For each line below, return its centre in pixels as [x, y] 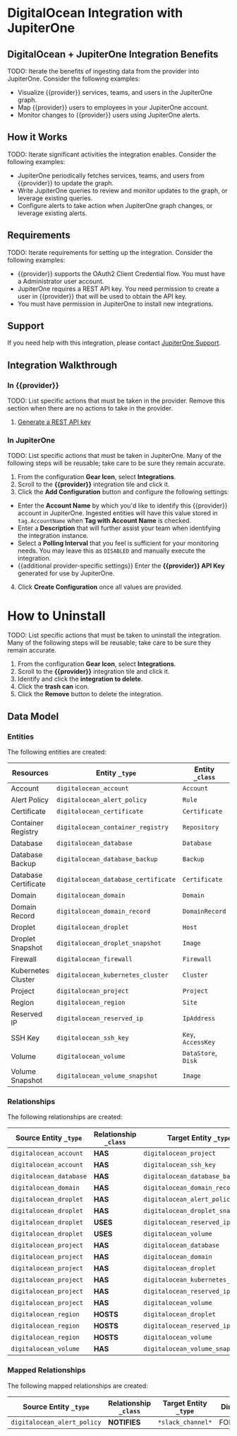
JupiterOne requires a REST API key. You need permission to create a [119, 289]
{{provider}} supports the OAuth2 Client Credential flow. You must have [121, 273]
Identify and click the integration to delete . [80, 679]
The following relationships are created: [65, 1117]
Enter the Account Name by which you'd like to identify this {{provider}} [122, 506]
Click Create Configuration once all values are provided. [100, 587]
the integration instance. [53, 536]
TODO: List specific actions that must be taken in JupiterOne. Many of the [115, 456]
